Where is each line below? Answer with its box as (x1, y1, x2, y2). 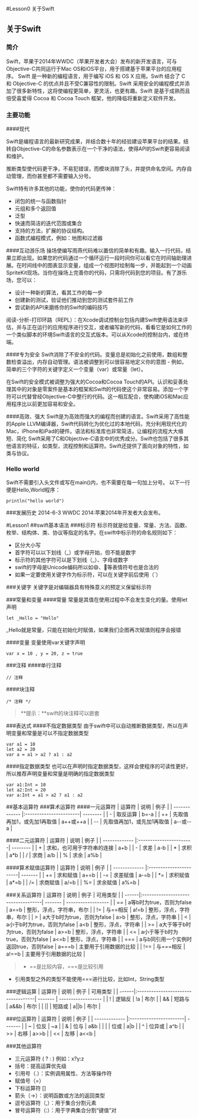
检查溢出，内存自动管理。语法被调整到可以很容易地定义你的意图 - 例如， (11, 358, 187, 365)
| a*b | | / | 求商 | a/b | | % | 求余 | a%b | (6, 852, 102, 859)
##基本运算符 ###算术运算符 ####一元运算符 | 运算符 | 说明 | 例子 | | (6, 803, 173, 810)
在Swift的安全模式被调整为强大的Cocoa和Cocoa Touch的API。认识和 (6, 378, 173, 385)
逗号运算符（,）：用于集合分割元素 (14, 1100, 97, 1107)
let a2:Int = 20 (6, 787, 46, 793)
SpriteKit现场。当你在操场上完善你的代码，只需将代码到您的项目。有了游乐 (6, 269, 187, 276)
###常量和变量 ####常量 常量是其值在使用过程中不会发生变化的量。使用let (6, 596, 188, 603)
